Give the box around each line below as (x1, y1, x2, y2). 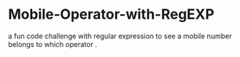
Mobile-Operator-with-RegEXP (8, 5, 215, 23)
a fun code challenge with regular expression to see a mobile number (8, 31, 232, 41)
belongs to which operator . (8, 39, 98, 48)
